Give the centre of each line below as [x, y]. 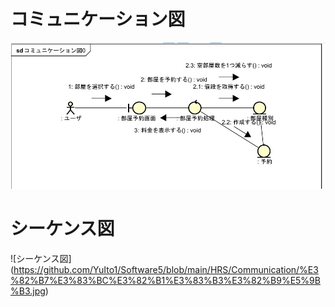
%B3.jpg [28, 291]
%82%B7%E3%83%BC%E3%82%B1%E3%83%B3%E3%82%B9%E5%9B [165, 281]
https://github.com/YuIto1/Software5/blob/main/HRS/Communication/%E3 [166, 270]
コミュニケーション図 [98, 19]
